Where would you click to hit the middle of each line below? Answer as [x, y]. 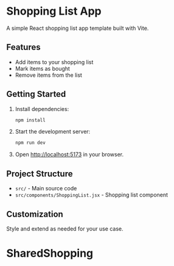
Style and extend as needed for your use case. [65, 228]
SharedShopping [50, 253]
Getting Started [36, 94]
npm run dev [30, 143]
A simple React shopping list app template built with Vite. [78, 28]
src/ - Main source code [46, 189]
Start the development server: [53, 132]
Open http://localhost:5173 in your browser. [69, 154]
